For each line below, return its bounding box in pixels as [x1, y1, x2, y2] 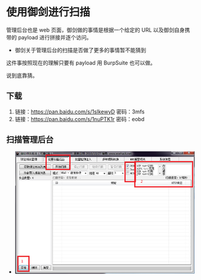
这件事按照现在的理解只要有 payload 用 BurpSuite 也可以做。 [6, 59, 156, 66]
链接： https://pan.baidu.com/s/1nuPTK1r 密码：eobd [14, 115, 145, 122]
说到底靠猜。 [6, 72, 38, 79]
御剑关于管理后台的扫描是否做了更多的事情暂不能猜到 [14, 46, 147, 54]
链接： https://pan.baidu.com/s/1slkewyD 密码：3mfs [14, 108, 145, 115]
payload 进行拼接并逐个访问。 [17, 33, 92, 41]
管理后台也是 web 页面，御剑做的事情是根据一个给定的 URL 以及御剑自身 [6, 26, 185, 33]
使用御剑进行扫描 [6, 5, 91, 19]
